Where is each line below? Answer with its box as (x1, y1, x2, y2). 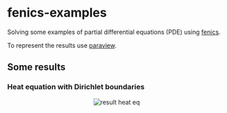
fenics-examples (7, 5, 108, 21)
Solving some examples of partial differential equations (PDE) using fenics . (7, 28, 221, 36)
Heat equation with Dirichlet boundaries (7, 82, 145, 92)
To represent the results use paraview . (7, 41, 117, 49)
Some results (7, 61, 66, 73)
